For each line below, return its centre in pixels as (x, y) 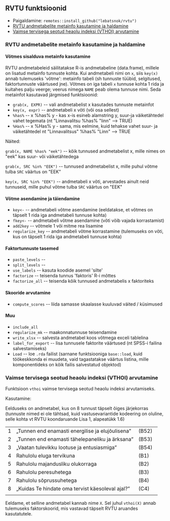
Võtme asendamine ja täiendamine (43, 198)
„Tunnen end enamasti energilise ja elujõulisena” (74, 431)
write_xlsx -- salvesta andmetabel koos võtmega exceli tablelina (80, 338)
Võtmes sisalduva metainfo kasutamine (48, 57)
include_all (25, 327)
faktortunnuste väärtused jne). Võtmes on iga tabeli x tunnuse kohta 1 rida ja (85, 84)
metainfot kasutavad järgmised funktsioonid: (52, 95)
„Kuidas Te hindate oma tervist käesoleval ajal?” (73, 489)
